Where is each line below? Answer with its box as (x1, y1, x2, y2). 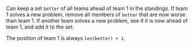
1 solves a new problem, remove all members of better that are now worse (6, 11, 186, 18)
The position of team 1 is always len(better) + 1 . (6, 35, 126, 41)
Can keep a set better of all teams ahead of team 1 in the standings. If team (6, 5, 188, 12)
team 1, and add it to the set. (6, 23, 74, 30)
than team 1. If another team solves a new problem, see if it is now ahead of (6, 17, 188, 24)
